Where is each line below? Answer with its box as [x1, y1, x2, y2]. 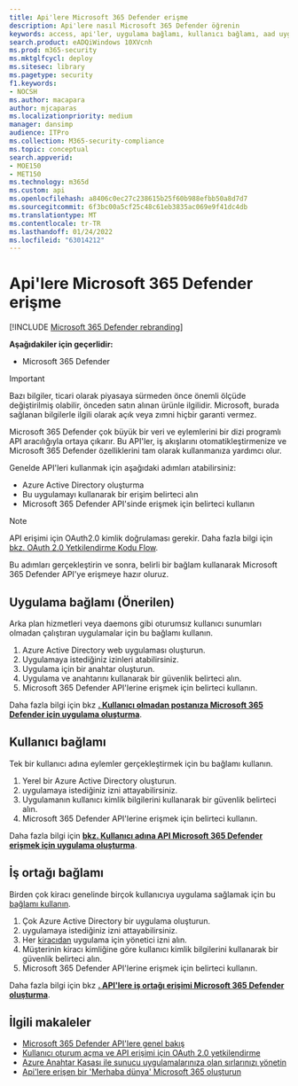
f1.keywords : [9, 79, 58, 88]
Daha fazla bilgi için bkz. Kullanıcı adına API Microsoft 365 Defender [9, 830, 263, 840]
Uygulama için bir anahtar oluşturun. [21, 664, 155, 674]
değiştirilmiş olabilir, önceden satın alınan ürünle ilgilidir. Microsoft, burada [9, 400, 279, 410]
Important [9, 373, 45, 384]
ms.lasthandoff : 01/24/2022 [9, 227, 114, 236]
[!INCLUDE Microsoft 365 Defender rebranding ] [9, 322, 184, 332]
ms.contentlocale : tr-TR [9, 219, 101, 228]
